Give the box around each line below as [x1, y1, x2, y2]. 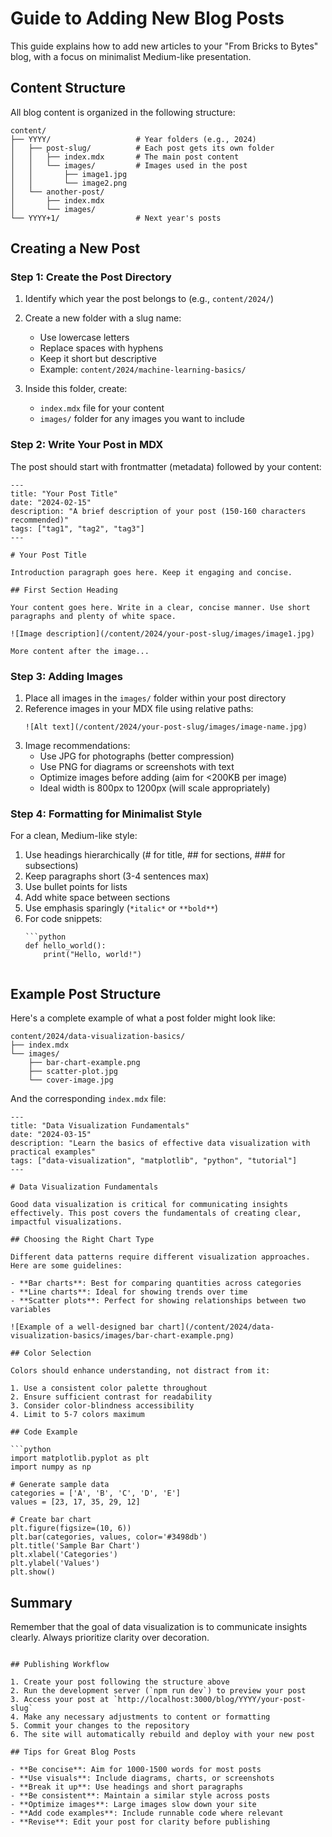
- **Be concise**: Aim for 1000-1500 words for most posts [10, 1764, 262, 1774]
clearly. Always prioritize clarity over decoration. [10, 1631, 210, 1643]
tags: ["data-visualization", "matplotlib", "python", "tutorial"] [10, 1156, 298, 1166]
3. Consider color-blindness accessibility [10, 1401, 195, 1411]
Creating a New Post [10, 240, 141, 257]
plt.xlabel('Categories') [10, 1550, 118, 1560]
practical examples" [10, 1147, 97, 1157]
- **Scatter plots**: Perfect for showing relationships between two [10, 1296, 307, 1306]
